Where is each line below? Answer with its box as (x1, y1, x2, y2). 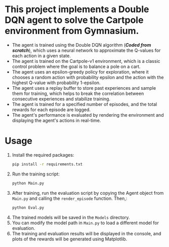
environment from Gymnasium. (5, 25, 139, 37)
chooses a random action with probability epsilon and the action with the (12, 74, 164, 80)
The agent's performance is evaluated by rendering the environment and (12, 112, 164, 118)
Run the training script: (12, 171, 60, 177)
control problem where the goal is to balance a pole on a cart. (12, 63, 141, 69)
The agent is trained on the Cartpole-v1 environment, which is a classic (12, 58, 160, 64)
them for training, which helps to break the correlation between (12, 90, 144, 96)
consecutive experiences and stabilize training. (12, 95, 111, 102)
